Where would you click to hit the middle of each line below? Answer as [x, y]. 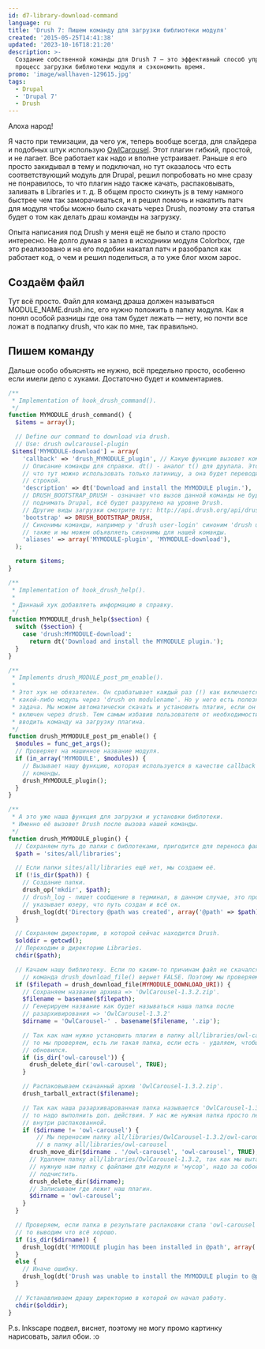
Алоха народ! [31, 126]
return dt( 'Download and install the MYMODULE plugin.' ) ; [126, 641]
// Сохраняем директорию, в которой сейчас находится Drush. [118, 934]
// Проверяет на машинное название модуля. [88, 751]
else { [26, 1262]
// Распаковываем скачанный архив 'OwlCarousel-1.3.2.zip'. [123, 1087]
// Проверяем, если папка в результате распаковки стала [111, 1225]
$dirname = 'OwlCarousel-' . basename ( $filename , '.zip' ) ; [121, 1021]
